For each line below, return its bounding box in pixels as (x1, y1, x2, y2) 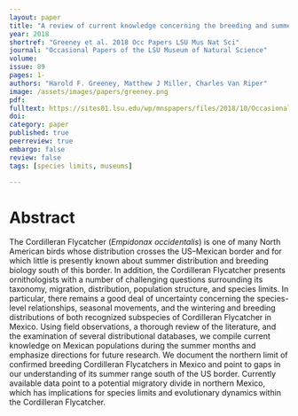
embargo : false (9, 145, 66, 153)
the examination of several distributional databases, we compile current (9, 331, 271, 341)
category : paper (9, 121, 69, 130)
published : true (9, 129, 69, 137)
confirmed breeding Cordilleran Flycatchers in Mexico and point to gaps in (9, 359, 281, 370)
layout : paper (9, 12, 62, 22)
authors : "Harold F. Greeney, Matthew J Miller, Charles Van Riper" (9, 79, 268, 88)
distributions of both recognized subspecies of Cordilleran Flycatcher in (9, 312, 272, 323)
